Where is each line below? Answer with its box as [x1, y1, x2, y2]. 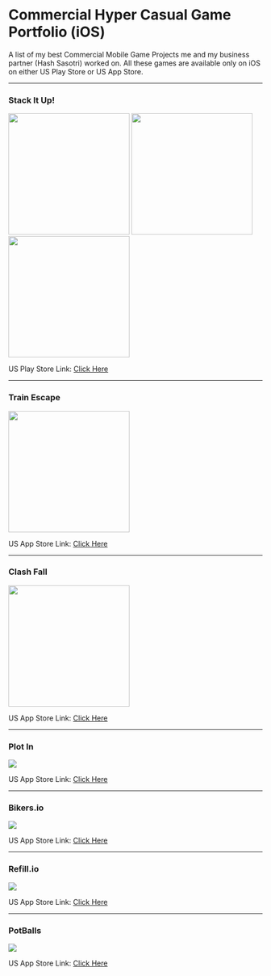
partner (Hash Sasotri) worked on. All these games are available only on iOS [8, 58, 261, 68]
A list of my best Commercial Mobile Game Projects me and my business [8, 49, 250, 59]
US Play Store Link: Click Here [8, 364, 109, 374]
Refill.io [8, 864, 40, 875]
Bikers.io [8, 802, 44, 813]
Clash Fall [8, 566, 48, 577]
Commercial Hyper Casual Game [8, 6, 231, 24]
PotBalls [8, 924, 42, 936]
